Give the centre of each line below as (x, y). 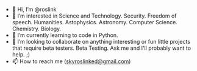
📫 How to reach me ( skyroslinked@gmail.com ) (71, 61)
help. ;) (21, 54)
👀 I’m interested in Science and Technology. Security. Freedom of (94, 16)
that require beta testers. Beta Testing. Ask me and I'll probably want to (101, 48)
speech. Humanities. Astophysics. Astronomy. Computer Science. (95, 22)
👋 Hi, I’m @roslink (34, 9)
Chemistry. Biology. (37, 29)
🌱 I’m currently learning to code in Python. (65, 35)
